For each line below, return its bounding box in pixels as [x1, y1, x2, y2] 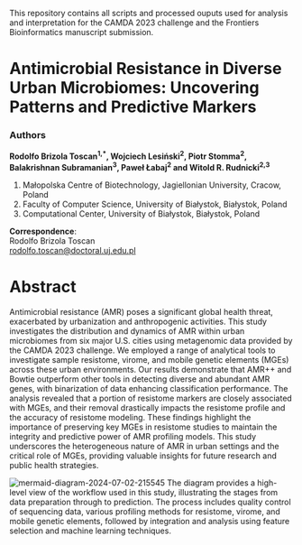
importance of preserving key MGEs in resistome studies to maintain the [9, 421, 278, 432]
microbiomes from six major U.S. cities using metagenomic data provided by [9, 335, 293, 346]
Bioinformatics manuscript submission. [9, 27, 154, 37]
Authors [9, 129, 47, 142]
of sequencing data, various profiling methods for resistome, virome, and [9, 505, 281, 517]
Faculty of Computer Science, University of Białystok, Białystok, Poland [22, 199, 288, 209]
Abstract [9, 276, 77, 297]
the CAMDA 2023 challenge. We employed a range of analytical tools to [9, 345, 276, 356]
